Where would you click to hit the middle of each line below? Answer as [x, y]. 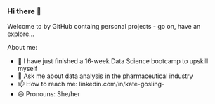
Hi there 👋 [25, 11]
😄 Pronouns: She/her [49, 94]
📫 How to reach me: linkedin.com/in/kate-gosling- [91, 84]
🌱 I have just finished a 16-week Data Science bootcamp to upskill [113, 61]
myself [27, 69]
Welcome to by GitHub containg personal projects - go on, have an [104, 27]
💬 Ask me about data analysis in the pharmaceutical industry [105, 76]
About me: [22, 48]
